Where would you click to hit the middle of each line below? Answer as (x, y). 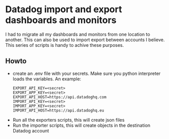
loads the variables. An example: (47, 79)
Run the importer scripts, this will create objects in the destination (81, 125)
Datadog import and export (64, 9)
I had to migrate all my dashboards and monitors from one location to (78, 34)
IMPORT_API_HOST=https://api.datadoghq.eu (58, 110)
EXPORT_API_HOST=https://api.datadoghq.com (60, 97)
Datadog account (31, 130)
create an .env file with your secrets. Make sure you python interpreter (87, 73)
